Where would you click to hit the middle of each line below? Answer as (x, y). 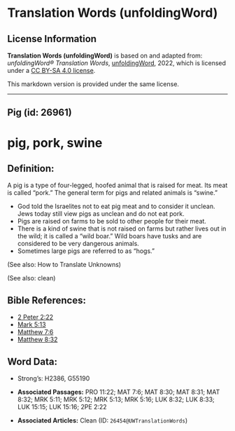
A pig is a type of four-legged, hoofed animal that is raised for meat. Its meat (117, 185)
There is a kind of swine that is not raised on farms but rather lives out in (122, 228)
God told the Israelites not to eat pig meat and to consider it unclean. (116, 206)
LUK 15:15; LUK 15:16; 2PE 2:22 (62, 407)
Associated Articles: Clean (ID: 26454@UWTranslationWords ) (102, 420)
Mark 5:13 (32, 324)
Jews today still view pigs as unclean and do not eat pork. (101, 214)
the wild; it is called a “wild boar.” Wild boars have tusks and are (109, 236)
